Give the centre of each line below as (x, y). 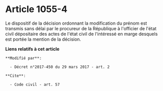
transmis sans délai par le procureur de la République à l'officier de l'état (81, 28)
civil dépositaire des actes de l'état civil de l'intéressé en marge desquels (81, 34)
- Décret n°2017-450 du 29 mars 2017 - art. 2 (60, 67)
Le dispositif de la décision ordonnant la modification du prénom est (76, 23)
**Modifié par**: (24, 58)
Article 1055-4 (36, 9)
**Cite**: (16, 76)
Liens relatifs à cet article (32, 49)
